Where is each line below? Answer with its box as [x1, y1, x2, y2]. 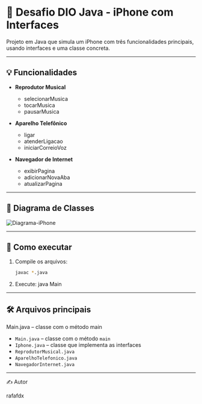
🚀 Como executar [6, 242, 72, 252]
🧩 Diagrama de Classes [6, 203, 94, 213]
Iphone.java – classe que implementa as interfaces [14, 341, 141, 349]
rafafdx [6, 392, 24, 399]
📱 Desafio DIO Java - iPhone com [6, 5, 174, 19]
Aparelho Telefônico [14, 120, 67, 127]
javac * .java [14, 270, 48, 276]
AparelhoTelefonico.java [14, 355, 78, 361]
